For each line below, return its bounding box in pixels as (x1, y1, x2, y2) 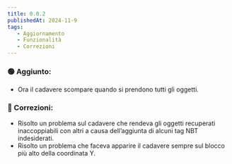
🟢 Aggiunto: (7, 66, 52, 76)
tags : (7, 23, 23, 30)
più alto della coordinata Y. (17, 149, 95, 157)
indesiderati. (17, 134, 54, 142)
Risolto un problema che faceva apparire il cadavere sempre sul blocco (17, 141, 225, 150)
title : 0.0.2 (7, 10, 46, 18)
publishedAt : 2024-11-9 (7, 17, 78, 24)
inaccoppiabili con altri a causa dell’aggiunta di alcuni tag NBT (17, 126, 199, 134)
